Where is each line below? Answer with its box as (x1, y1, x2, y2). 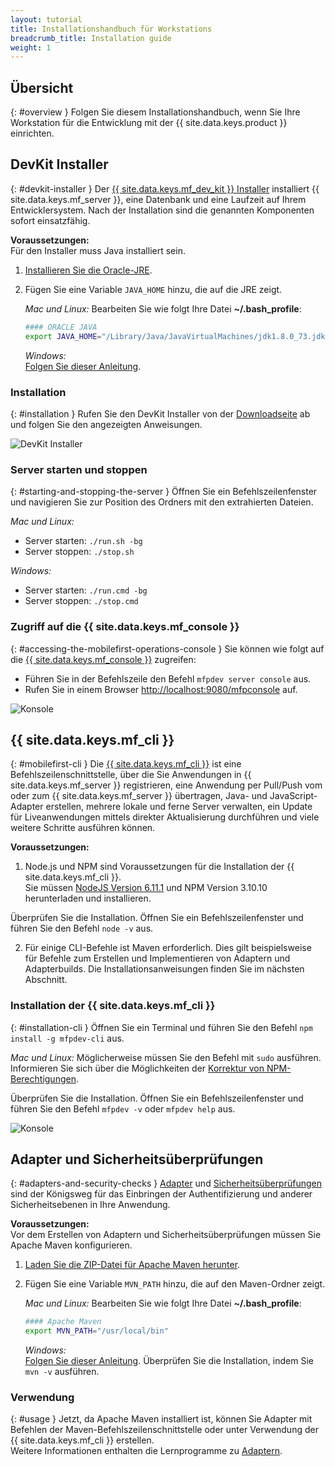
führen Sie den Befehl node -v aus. (10, 922, 154, 935)
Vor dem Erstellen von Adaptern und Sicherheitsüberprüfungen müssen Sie (10, 1229, 322, 1241)
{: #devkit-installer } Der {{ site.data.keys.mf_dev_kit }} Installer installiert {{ (10, 182, 320, 195)
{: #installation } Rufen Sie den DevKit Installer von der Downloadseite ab (10, 407, 311, 420)
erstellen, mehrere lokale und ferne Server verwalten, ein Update (45, 801, 313, 813)
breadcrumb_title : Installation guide (10, 33, 172, 43)
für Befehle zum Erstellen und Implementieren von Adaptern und (24, 952, 291, 965)
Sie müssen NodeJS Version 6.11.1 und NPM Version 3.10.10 (24, 882, 268, 894)
